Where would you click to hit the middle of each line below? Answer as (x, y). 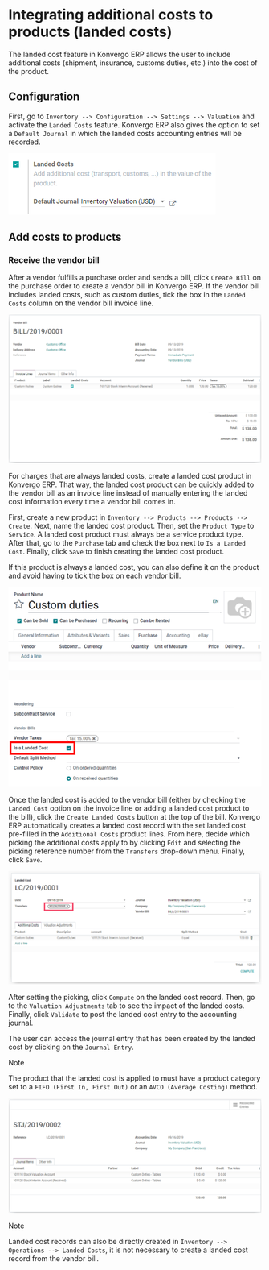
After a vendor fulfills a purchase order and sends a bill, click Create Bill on (135, 278)
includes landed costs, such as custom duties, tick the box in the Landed (127, 295)
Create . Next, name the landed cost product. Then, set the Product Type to (131, 526)
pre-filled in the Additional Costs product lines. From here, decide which (129, 834)
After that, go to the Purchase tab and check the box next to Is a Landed (127, 543)
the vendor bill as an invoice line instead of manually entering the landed (128, 493)
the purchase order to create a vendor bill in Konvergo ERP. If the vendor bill (134, 286)
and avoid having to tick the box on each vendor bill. (95, 576)
